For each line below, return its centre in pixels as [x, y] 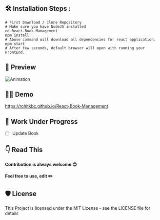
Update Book [25, 133]
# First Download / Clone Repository [43, 22]
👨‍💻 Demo [19, 95]
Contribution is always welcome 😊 [41, 165]
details [12, 213]
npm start [15, 44]
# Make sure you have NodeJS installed [46, 26]
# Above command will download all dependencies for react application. [80, 39]
